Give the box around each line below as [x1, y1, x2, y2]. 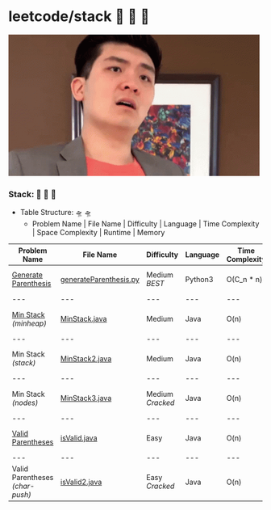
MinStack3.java [60, 394, 112, 403]
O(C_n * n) [226, 274, 263, 284]
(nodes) [11, 398, 39, 407]
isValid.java [60, 432, 98, 443]
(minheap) [11, 318, 47, 328]
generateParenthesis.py [60, 274, 140, 284]
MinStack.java [60, 314, 107, 324]
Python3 [185, 274, 214, 284]
